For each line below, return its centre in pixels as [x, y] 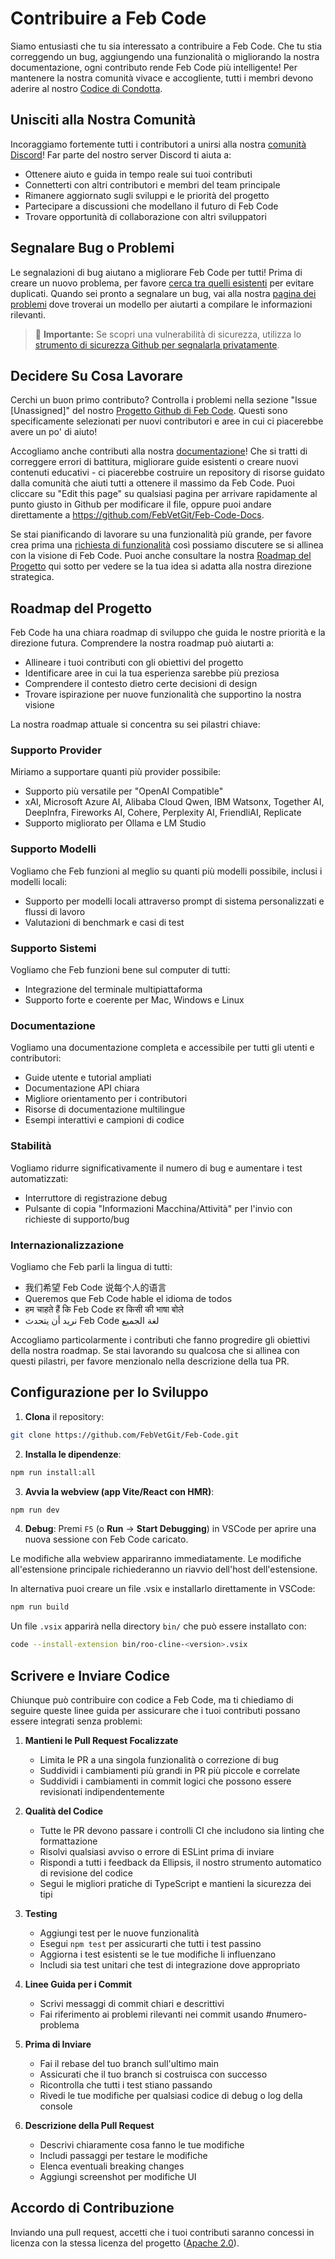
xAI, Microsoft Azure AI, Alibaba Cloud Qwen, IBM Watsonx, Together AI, [174, 802]
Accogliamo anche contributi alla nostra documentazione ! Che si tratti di [159, 451]
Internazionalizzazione [67, 1245]
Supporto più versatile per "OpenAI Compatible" [124, 791]
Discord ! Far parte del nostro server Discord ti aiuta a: [121, 154]
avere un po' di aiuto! [54, 432]
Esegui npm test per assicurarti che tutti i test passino [150, 1943]
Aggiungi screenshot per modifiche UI [118, 2176]
